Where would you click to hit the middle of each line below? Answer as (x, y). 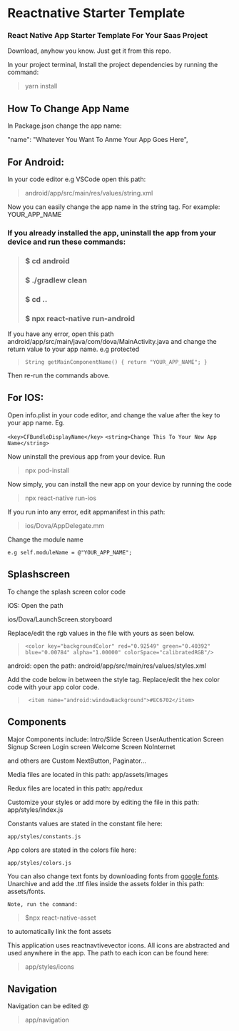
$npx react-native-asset (60, 918)
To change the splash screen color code (67, 591)
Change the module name (45, 539)
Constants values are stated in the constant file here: (85, 823)
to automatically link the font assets (60, 931)
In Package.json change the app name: (65, 126)
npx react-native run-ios (61, 498)
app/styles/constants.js (44, 836)
